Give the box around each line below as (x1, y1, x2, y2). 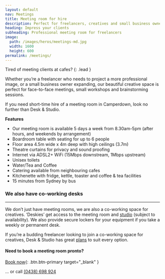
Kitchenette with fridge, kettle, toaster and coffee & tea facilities (12, 173, 141, 179)
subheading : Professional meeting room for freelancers (5, 30, 122, 35)
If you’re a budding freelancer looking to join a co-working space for (5, 231, 143, 237)
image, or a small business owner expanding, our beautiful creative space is (5, 81, 159, 87)
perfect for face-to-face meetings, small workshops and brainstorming (5, 87, 148, 93)
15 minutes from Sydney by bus (12, 178, 76, 184)
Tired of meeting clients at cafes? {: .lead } (5, 67, 91, 72)
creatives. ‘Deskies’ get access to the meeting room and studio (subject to (5, 211, 156, 217)
